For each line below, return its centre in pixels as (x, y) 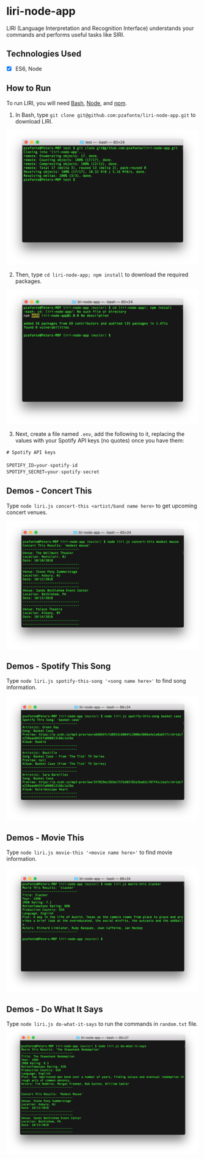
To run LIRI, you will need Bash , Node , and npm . (67, 103)
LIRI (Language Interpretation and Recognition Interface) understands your (100, 28)
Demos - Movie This (45, 838)
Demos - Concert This (49, 491)
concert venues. (27, 512)
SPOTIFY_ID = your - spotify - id (42, 466)
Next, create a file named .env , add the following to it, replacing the (100, 434)
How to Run (29, 88)
